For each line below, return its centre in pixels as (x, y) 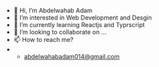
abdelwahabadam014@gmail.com (72, 57)
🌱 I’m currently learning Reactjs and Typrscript (79, 25)
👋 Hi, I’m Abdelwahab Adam (53, 10)
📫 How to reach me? (44, 40)
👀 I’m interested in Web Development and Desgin (83, 18)
